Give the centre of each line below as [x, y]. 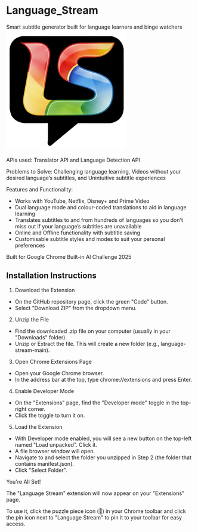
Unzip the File [32, 319]
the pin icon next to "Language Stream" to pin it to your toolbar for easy [94, 517]
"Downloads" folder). [41, 337]
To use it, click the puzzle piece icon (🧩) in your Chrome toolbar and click [96, 511]
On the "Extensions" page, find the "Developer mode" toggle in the [97, 403]
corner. [37, 409]
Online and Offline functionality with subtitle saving [77, 233]
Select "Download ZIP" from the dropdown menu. [76, 308]
